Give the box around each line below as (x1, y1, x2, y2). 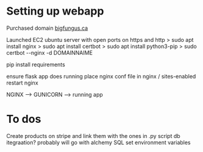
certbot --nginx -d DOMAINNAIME (6, 49, 93, 56)
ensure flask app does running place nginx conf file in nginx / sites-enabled (6, 72, 196, 80)
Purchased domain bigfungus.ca (6, 24, 88, 32)
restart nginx (6, 79, 38, 86)
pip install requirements (6, 61, 65, 68)
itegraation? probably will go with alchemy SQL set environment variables (6, 139, 191, 146)
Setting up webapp (6, 4, 104, 18)
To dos (6, 112, 41, 126)
